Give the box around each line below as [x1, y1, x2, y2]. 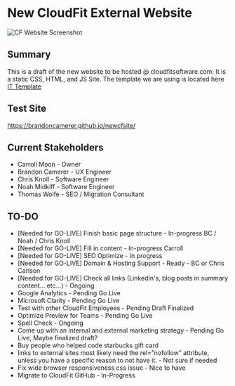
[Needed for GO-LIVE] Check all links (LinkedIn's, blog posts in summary [17, 274, 229, 283]
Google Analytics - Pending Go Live [17, 289, 121, 297]
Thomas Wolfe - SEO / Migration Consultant [17, 190, 145, 198]
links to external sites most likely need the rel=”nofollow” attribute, [17, 349, 210, 357]
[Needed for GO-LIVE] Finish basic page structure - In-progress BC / [17, 229, 217, 238]
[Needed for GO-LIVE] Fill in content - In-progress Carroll [17, 244, 184, 252]
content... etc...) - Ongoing [17, 281, 95, 290]
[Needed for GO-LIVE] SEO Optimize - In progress [17, 252, 163, 260]
